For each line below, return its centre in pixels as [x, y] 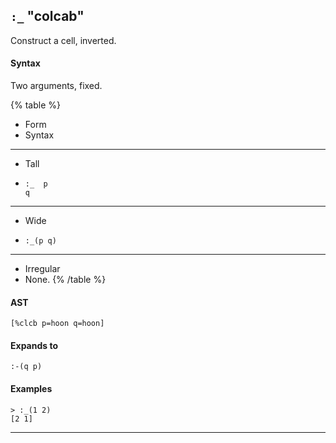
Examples [31, 389]
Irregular [42, 269]
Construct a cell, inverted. [63, 40]
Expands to [34, 345]
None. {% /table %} [65, 280]
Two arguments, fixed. [56, 86]
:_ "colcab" [47, 16]
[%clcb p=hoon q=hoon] [57, 324]
